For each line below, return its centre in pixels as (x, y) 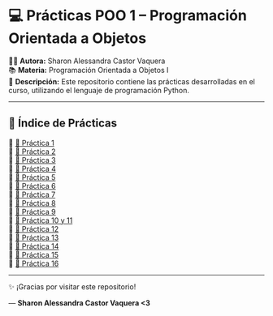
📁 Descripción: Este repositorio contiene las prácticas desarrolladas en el (132, 81)
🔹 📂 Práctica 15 (34, 254)
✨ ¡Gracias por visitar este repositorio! (72, 286)
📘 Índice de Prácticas (63, 124)
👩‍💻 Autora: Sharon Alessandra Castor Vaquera (87, 61)
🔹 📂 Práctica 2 (32, 152)
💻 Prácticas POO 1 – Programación (128, 16)
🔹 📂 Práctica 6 (32, 186)
